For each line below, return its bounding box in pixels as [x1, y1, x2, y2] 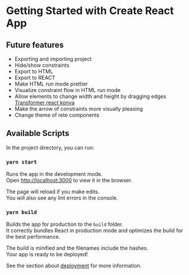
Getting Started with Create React [6, 4, 174, 18]
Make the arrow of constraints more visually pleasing [14, 106, 143, 112]
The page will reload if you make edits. [6, 188, 100, 195]
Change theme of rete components [14, 111, 100, 118]
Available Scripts [6, 128, 69, 138]
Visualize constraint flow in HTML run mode [14, 87, 121, 93]
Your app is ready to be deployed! [6, 251, 88, 258]
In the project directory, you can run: [6, 144, 95, 151]
